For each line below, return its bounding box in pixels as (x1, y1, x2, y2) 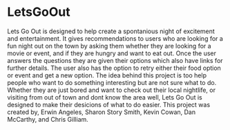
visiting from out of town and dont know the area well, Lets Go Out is (7, 93, 202, 101)
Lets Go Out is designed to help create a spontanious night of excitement (7, 27, 215, 35)
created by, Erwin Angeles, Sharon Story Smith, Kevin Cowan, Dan (7, 108, 196, 116)
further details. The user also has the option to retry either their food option (7, 64, 221, 72)
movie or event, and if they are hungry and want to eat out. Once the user (7, 49, 216, 57)
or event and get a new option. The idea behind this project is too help (7, 71, 207, 80)
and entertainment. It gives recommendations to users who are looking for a (7, 34, 223, 42)
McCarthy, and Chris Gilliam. (7, 115, 88, 123)
